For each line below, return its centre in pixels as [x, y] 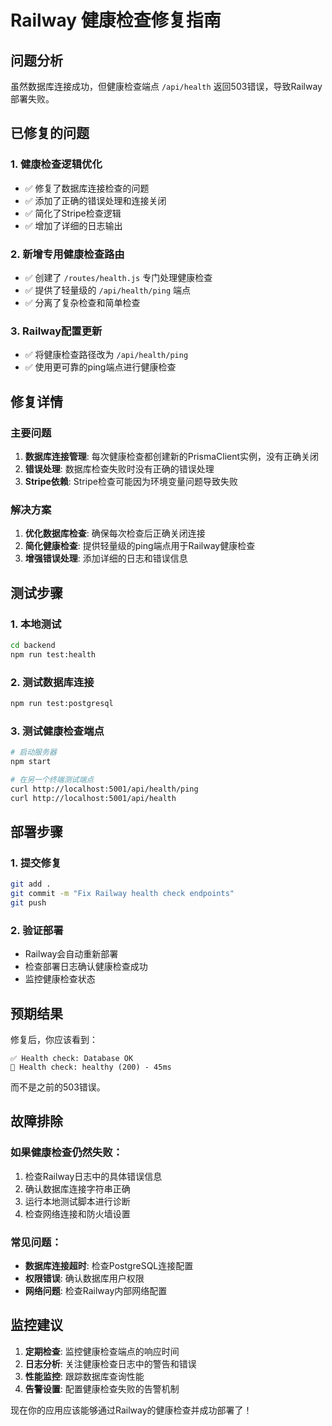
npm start [31, 762]
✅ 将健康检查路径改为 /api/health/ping [106, 355]
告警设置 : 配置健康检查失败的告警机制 [102, 1388]
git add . [31, 884]
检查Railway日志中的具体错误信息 [93, 1176]
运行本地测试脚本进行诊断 [77, 1201]
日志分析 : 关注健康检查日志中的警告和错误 [110, 1363]
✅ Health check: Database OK [72, 1058]
